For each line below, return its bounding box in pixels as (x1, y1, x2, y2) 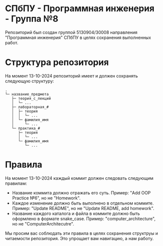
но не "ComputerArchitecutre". (12, 221, 74, 227)
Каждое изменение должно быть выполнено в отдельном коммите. (12, 200, 154, 206)
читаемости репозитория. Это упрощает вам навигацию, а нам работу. (5, 235, 154, 241)
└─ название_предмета (5, 92, 49, 96)
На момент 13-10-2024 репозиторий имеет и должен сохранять (5, 73, 138, 78)
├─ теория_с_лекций (11, 96, 51, 101)
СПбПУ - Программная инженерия (5, 3, 155, 14)
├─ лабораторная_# (11, 104, 49, 110)
